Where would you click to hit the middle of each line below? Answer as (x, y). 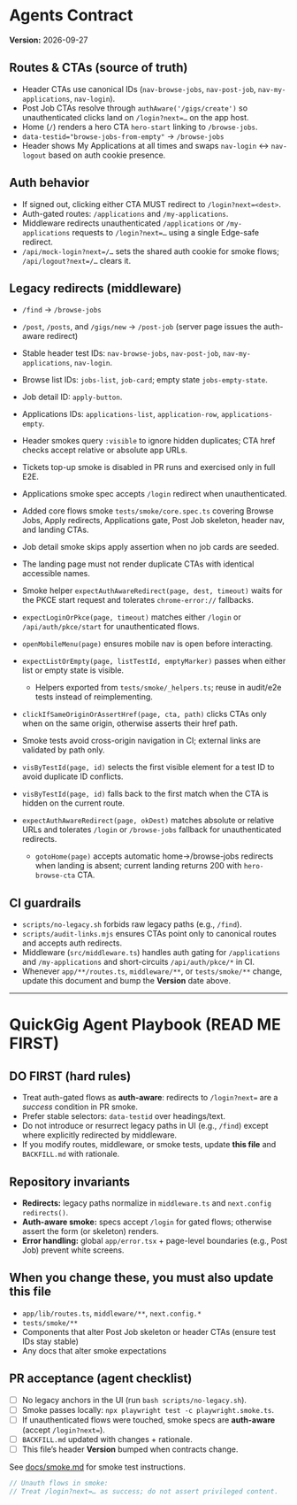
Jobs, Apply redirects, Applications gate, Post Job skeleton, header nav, (153, 521)
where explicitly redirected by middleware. (99, 1135)
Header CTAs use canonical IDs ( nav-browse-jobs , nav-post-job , (139, 89)
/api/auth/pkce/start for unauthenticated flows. (110, 627)
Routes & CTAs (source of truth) (99, 68)
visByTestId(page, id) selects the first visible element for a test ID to (148, 768)
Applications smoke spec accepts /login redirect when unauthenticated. (154, 494)
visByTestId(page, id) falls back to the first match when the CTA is (145, 794)
